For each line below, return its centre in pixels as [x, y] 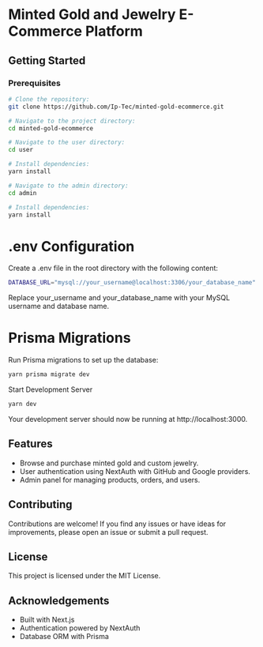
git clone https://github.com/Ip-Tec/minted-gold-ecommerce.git [116, 107]
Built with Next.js [47, 620]
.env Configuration [71, 246]
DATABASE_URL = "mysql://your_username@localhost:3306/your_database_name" [132, 283]
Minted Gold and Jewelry [92, 15]
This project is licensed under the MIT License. [85, 576]
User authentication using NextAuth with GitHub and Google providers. [135, 471]
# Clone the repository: [49, 99]
